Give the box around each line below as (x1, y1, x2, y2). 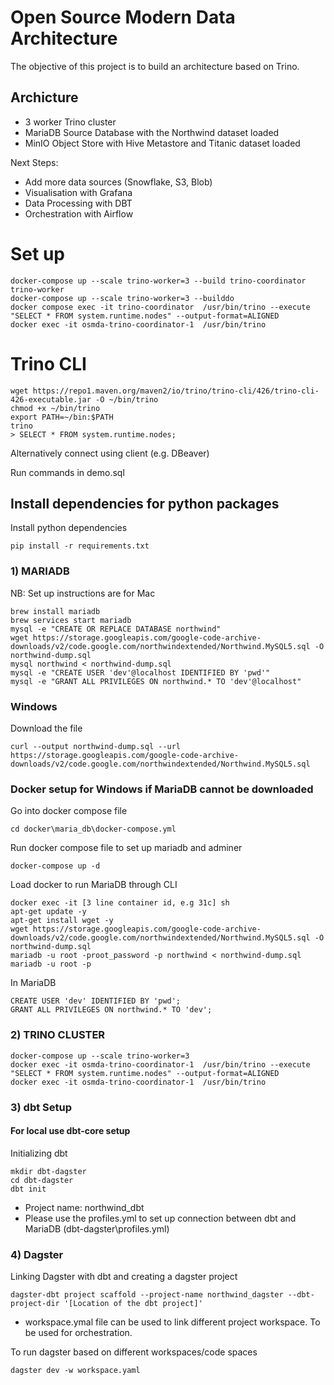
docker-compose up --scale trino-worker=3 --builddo (10, 293, 235, 303)
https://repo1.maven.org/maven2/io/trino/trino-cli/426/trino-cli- (32, 386, 320, 396)
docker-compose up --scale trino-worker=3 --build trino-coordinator (10, 276, 307, 286)
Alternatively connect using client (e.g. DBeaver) (10, 447, 210, 459)
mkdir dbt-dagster (10, 1166, 87, 1176)
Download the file (10, 722, 83, 735)
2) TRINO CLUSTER (10, 1028, 106, 1042)
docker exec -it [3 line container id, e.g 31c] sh (10, 898, 230, 908)
